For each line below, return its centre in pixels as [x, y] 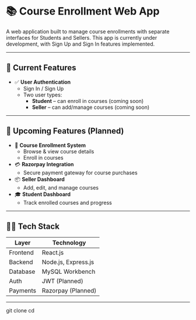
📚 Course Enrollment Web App [83, 11]
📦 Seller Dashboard [40, 179]
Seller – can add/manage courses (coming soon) [91, 107]
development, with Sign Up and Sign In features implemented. [80, 44]
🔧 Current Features [41, 68]
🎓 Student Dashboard [43, 194]
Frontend [21, 253]
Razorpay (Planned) [69, 291]
